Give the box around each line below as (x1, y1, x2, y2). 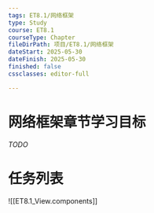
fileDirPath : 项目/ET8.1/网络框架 (8, 41, 114, 49)
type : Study (8, 19, 47, 27)
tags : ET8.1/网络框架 (8, 11, 75, 20)
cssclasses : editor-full (8, 70, 90, 78)
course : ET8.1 (8, 26, 55, 34)
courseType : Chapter (8, 33, 76, 42)
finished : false (8, 63, 61, 71)
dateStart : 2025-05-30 (8, 48, 82, 56)
